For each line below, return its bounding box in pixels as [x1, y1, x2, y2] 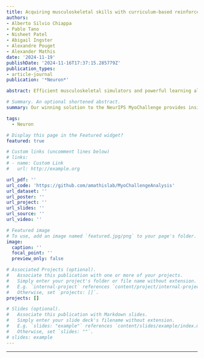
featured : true [6, 138, 45, 144]
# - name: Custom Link [6, 160, 64, 166]
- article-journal [6, 71, 53, 77]
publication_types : [6, 65, 56, 72]
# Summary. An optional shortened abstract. [6, 99, 121, 105]
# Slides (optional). [6, 306, 61, 312]
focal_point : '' [12, 250, 53, 256]
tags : [6, 115, 20, 122]
